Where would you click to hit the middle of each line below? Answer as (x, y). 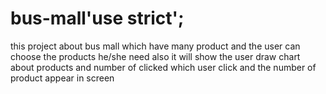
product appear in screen (62, 78)
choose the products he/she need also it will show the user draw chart (155, 56)
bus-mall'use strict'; (97, 18)
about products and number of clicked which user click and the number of (163, 67)
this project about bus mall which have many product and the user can (155, 46)
